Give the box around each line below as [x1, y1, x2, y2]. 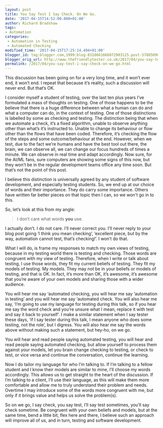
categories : [5, 35, 29, 39]
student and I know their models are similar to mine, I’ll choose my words [5, 367, 151, 372]
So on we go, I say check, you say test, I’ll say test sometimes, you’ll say [5, 402, 149, 408]
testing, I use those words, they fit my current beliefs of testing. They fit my [5, 261, 156, 267]
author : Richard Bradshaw [5, 20, 57, 26]
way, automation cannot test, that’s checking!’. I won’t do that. [5, 236, 129, 242]
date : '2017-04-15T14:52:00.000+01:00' [5, 16, 86, 21]
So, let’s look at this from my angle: [5, 206, 75, 212]
